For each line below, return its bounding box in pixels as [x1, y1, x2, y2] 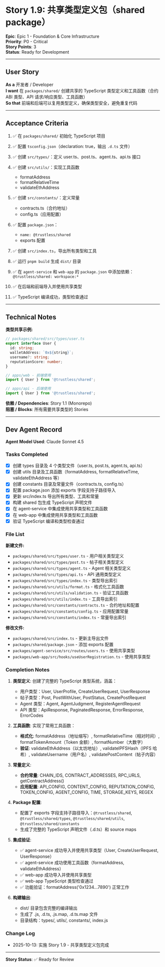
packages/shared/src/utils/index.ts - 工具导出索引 [12, 596, 118, 602]
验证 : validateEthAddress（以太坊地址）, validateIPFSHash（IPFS [20, 745, 152, 751]
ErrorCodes [20, 712, 44, 718]
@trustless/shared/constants [20, 821, 80, 826]
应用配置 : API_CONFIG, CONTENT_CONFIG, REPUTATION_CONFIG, [20, 784, 156, 790]
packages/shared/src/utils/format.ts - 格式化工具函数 [12, 584, 124, 589]
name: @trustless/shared [20, 232, 71, 237]
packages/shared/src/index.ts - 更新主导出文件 [12, 635, 109, 641]
